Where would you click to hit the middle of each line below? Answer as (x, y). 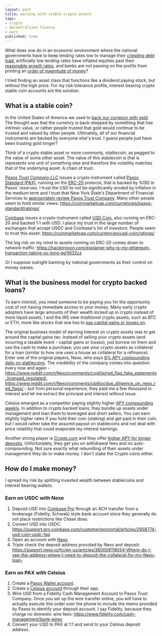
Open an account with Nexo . (40, 539)
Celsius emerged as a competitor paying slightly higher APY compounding (79, 403)
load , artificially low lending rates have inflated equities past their (70, 61)
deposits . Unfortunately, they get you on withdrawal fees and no (69, 443)
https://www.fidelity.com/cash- (105, 614)
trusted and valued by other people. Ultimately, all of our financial (70, 133)
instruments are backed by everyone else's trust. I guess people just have (79, 138)
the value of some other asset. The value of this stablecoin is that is (72, 157)
